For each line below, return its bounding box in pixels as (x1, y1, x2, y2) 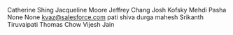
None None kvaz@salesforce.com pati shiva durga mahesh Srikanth (7, 13, 204, 21)
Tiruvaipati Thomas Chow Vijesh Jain (7, 21, 115, 28)
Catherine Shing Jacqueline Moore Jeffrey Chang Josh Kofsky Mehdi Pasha (7, 6, 227, 14)
